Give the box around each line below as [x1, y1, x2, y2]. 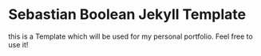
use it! [8, 39, 29, 49]
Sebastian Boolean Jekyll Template [8, 6, 246, 24]
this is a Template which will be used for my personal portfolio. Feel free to [8, 32, 253, 41]
